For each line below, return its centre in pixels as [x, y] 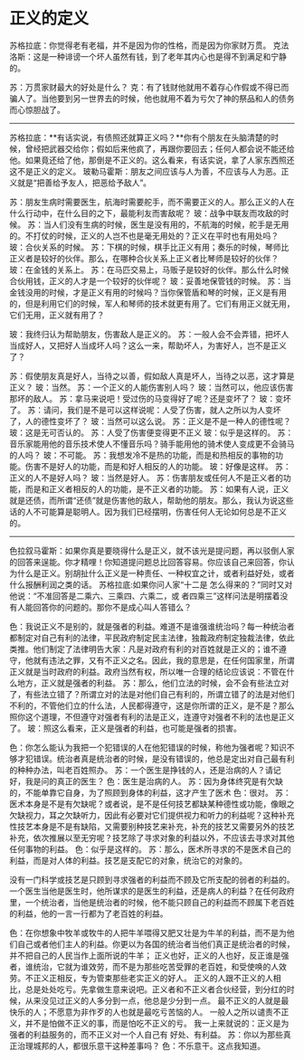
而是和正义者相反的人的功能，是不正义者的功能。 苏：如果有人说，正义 [157, 488]
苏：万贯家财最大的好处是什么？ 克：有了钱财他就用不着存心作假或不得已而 [149, 87]
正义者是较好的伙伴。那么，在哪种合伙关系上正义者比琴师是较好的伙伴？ [144, 258]
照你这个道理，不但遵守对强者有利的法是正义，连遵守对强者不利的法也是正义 [152, 716]
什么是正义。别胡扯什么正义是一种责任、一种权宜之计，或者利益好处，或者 [156, 573]
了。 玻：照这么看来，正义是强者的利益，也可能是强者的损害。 [125, 728]
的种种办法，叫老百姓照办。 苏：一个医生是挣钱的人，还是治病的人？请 [141, 770]
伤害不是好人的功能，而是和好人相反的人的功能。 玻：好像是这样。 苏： [158, 466]
